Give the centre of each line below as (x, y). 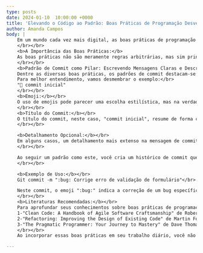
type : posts (21, 12)
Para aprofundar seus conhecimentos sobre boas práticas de (94, 208)
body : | (16, 34)
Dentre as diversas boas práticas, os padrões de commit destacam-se (107, 74)
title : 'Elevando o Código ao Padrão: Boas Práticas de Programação (94, 23)
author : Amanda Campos (35, 29)
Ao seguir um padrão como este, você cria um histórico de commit (102, 157)
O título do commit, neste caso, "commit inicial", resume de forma (105, 119)
